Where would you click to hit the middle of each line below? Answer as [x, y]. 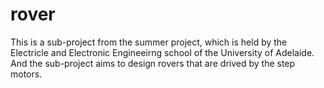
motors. [26, 74]
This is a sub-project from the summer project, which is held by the [149, 42]
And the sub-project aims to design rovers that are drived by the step [153, 63]
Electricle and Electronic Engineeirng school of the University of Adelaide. [162, 52]
